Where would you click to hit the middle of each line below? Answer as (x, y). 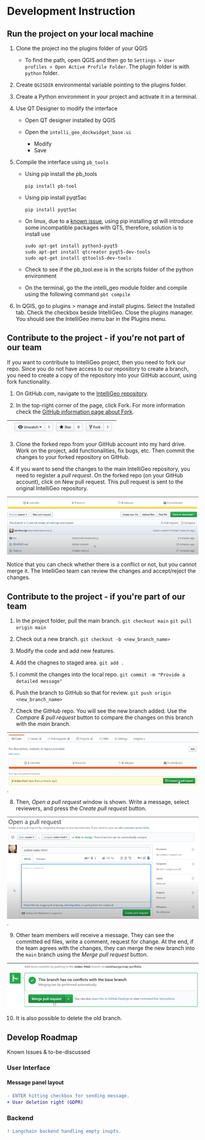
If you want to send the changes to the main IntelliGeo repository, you (103, 469)
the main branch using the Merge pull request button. (82, 954)
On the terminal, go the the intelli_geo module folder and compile (106, 288)
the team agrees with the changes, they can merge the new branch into (105, 948)
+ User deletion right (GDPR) (45, 1103)
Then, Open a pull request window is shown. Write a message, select (102, 801)
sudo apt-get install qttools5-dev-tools (78, 258)
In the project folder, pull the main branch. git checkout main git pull (104, 621)
